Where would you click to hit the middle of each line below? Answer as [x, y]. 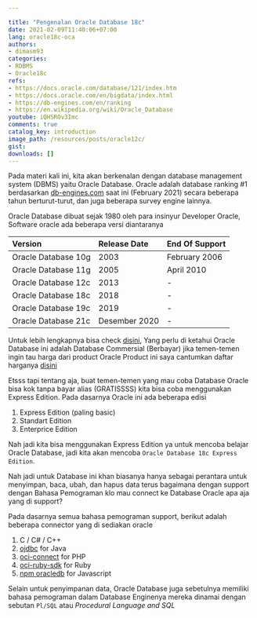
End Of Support [196, 244]
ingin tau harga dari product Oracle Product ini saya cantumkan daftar [121, 357]
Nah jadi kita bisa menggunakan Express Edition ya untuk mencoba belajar [128, 444]
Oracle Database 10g [52, 258]
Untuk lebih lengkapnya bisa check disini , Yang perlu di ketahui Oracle [121, 340]
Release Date [123, 244]
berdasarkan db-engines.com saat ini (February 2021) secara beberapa [123, 192]
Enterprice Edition [49, 430]
